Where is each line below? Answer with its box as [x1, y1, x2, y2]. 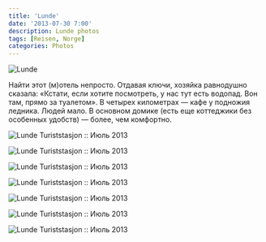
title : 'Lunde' [8, 11, 60, 20]
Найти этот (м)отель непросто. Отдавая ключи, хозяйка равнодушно [8, 80, 247, 90]
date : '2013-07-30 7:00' [8, 19, 92, 28]
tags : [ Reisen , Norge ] [8, 34, 85, 43]
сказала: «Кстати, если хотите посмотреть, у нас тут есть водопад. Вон [8, 89, 258, 98]
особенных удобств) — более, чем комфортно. [8, 115, 173, 124]
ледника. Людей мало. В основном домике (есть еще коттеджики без [8, 106, 252, 116]
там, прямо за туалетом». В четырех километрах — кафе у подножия [8, 97, 251, 107]
